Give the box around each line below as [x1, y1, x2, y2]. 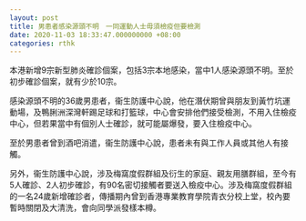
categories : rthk [9, 38, 76, 48]
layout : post [9, 13, 59, 23]
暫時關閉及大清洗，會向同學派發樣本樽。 [9, 202, 161, 214]
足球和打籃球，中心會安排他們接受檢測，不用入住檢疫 [97, 106, 297, 118]
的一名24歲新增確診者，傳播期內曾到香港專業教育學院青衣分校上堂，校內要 [9, 191, 291, 202]
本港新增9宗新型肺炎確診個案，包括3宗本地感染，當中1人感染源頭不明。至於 [9, 65, 294, 75]
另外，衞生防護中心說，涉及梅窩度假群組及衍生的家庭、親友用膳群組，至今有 [9, 168, 297, 179]
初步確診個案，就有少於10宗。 [9, 76, 122, 87]
